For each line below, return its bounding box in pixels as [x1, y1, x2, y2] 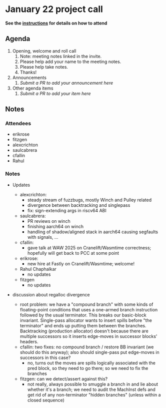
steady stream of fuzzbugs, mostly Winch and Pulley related [27, 197, 151, 203]
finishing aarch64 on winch [27, 223, 84, 229]
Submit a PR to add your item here [19, 90, 91, 96]
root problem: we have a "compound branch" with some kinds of [19, 301, 153, 307]
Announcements [12, 74, 46, 81]
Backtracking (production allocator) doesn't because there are [19, 328, 148, 334]
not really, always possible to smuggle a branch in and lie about [27, 381, 158, 387]
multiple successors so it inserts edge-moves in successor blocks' [19, 333, 157, 339]
